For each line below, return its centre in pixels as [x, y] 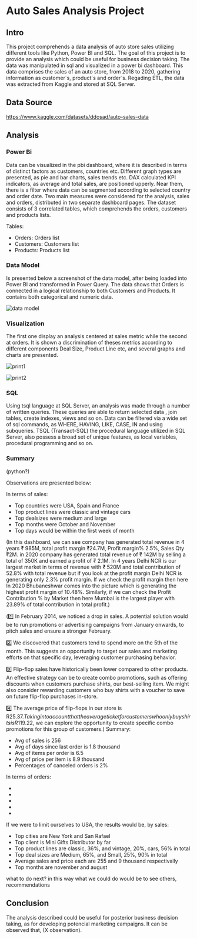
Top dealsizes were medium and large [61, 518]
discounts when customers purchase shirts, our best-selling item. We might [98, 684]
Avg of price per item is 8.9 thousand [59, 759]
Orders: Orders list [37, 238]
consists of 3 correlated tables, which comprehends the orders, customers [96, 208]
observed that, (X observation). [44, 930]
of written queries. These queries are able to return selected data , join [92, 412]
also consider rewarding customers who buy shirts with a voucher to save [96, 690]
